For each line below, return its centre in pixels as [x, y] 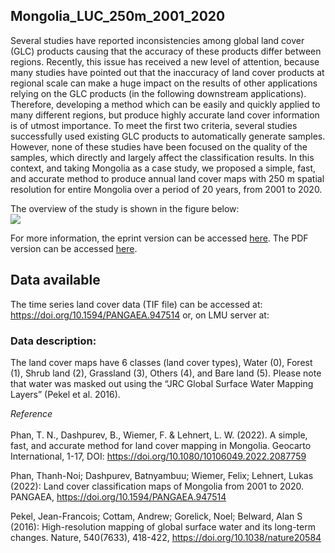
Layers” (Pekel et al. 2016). [65, 394]
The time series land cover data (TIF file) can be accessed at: [136, 304]
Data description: [53, 341]
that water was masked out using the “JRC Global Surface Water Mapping [162, 383]
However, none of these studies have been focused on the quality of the [159, 146]
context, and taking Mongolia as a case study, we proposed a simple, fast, [163, 168]
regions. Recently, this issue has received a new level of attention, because [165, 61]
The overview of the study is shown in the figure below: [125, 208]
